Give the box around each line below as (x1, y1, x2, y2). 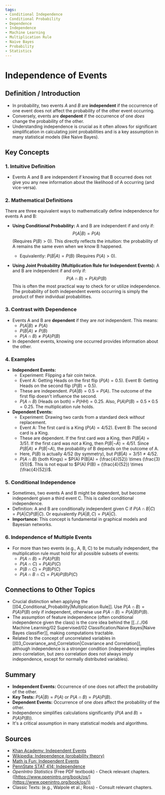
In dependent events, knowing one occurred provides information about (12, 338, 159, 344)
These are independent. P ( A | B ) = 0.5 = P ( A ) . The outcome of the (19, 388, 152, 394)
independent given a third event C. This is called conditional (12, 495, 134, 501)
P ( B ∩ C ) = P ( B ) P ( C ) (19, 566, 61, 572)
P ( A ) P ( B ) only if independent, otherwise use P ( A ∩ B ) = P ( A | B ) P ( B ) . (12, 609, 149, 615)
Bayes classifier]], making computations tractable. (12, 630, 114, 636)
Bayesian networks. (12, 521, 53, 528)
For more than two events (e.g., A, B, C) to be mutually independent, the (12, 545, 159, 551)
